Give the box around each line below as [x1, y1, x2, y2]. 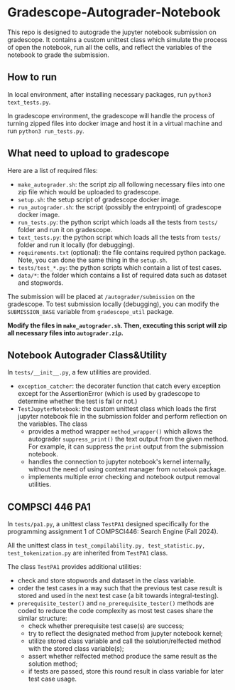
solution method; [28, 659, 78, 668]
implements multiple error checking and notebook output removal [28, 473, 220, 481]
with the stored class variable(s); [28, 644, 124, 653]
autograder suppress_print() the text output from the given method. [28, 435, 229, 444]
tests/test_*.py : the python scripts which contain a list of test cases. [17, 263, 222, 271]
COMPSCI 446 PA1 [7, 501, 91, 513]
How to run [7, 71, 58, 83]
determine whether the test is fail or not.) [17, 397, 138, 406]
